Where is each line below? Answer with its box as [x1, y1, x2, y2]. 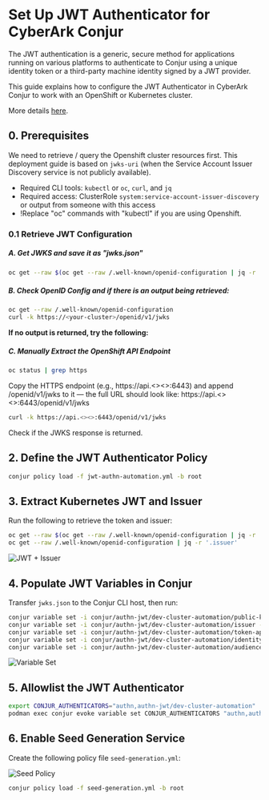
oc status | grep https [8, 366, 88, 374]
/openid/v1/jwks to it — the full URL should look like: [8, 390, 180, 399]
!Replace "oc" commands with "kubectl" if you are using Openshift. [19, 208, 242, 218]
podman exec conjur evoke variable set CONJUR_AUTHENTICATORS [8, 709, 220, 718]
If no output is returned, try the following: [8, 328, 149, 337]
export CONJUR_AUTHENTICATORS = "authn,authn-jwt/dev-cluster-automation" [8, 702, 256, 710]
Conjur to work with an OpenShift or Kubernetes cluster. [8, 90, 194, 99]
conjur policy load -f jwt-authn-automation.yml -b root [8, 472, 203, 480]
